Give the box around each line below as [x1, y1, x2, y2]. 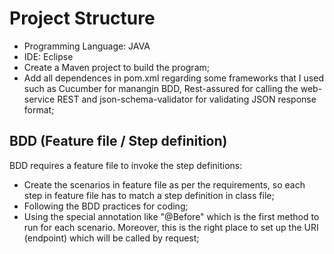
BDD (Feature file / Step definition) [9, 133, 228, 150]
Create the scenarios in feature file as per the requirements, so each [23, 178, 306, 191]
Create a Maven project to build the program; [23, 61, 210, 73]
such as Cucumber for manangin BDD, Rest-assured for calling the [23, 82, 299, 94]
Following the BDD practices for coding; [23, 200, 189, 212]
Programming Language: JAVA [23, 40, 151, 52]
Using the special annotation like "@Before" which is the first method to [23, 210, 320, 222]
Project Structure [9, 7, 156, 30]
